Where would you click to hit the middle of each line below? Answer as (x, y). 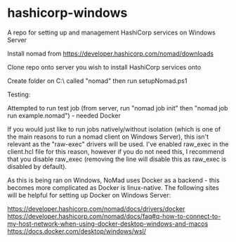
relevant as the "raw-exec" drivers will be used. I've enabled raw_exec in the (118, 144)
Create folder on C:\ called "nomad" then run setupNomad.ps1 (97, 81)
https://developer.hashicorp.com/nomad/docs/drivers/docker (96, 208)
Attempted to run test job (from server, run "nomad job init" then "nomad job (118, 108)
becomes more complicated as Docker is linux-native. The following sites (113, 187)
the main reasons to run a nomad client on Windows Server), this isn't (108, 136)
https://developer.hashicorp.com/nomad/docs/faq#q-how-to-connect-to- (114, 216)
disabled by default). (37, 166)
